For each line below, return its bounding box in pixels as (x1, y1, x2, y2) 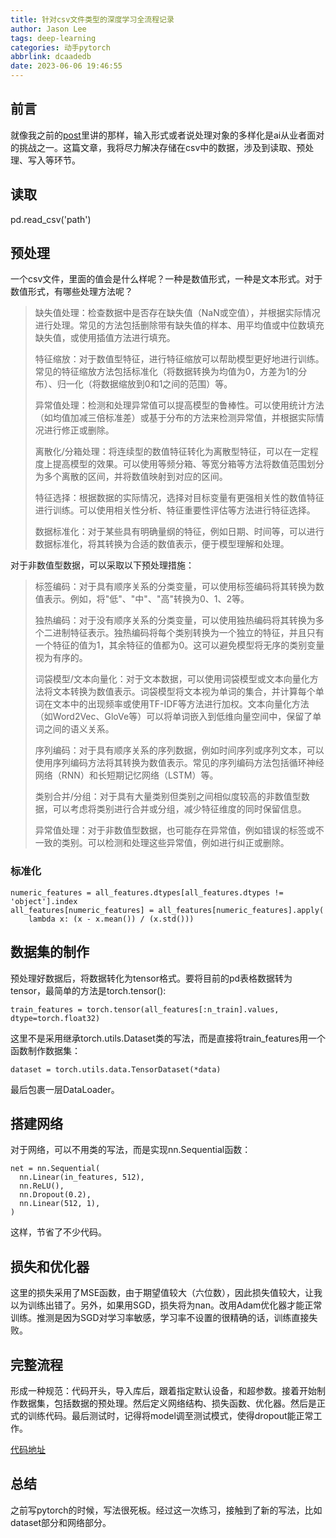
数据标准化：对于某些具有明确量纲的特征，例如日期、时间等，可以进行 (34, 526, 325, 538)
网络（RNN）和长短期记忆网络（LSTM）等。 (34, 769, 219, 781)
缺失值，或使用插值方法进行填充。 (34, 332, 176, 344)
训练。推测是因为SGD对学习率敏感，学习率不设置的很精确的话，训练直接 (10, 1312, 310, 1324)
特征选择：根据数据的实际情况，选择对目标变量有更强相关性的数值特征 (34, 492, 325, 504)
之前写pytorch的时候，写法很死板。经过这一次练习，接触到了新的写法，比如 (10, 1504, 323, 1516)
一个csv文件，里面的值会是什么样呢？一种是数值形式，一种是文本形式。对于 (10, 273, 323, 285)
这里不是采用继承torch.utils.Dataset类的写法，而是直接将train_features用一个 (10, 1032, 326, 1044)
